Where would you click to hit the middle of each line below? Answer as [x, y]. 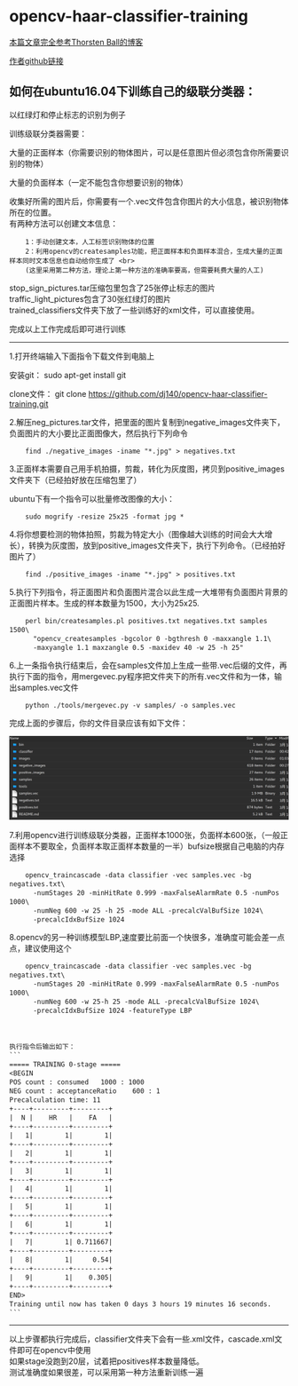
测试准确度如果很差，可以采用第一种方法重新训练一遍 [106, 1373]
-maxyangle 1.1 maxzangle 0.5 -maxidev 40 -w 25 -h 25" [138, 647]
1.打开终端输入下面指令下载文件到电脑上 [82, 356]
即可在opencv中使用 [54, 1350]
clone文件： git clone [48, 393]
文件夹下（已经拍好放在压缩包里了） [75, 479]
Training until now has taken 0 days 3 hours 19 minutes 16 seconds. [141, 1304]
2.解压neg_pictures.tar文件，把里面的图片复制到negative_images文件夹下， [147, 422]
